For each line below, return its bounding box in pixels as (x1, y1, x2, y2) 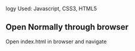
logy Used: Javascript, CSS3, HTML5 (5, 5, 97, 12)
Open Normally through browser (5, 22, 129, 32)
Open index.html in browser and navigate (5, 38, 107, 45)
